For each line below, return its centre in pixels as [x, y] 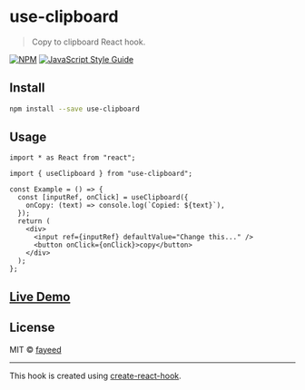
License [32, 328]
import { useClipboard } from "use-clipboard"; [101, 174]
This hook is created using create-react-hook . [95, 375]
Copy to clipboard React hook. [89, 42]
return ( [34, 221]
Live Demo [40, 297]
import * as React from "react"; [73, 158]
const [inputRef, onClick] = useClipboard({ [103, 198]
